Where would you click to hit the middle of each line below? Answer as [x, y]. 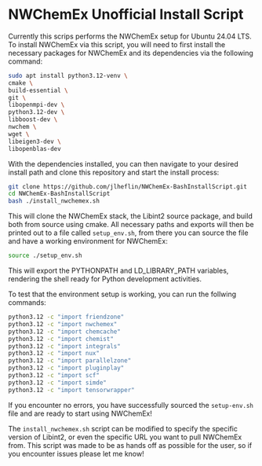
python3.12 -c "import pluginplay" [66, 368]
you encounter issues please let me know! [76, 453]
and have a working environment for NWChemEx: [88, 241]
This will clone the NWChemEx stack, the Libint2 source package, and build [130, 216]
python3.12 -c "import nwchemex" [63, 324]
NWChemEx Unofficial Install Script [126, 15]
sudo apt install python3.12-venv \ [68, 75]
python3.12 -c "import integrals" [65, 346]
